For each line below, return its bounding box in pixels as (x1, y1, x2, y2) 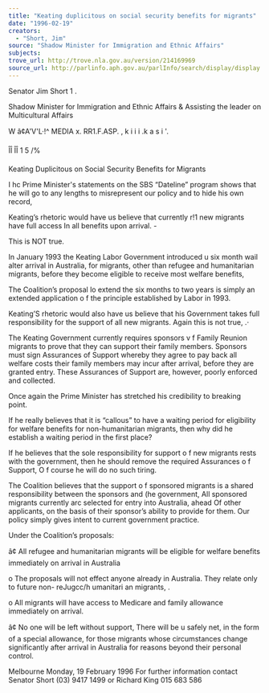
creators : (8, 27, 42, 35)
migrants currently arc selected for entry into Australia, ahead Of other (8, 498, 242, 507)
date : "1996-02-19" (8, 19, 74, 27)
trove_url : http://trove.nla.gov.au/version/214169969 (8, 57, 196, 65)
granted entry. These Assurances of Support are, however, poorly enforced (8, 367, 258, 376)
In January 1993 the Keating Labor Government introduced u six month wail (8, 252, 259, 261)
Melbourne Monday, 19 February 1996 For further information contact (8, 666, 238, 676)
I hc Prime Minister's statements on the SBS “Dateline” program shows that (8, 179, 257, 189)
